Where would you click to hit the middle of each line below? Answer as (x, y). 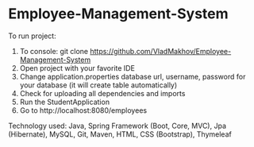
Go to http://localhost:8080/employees (83, 110)
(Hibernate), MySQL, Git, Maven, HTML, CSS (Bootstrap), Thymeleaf (120, 134)
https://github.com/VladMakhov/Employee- (161, 51)
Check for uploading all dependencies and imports (102, 93)
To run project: (33, 36)
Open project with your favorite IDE (77, 68)
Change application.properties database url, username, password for (133, 76)
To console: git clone (54, 51)
